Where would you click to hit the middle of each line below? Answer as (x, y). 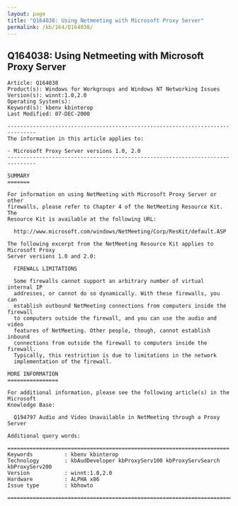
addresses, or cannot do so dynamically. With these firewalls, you (117, 294)
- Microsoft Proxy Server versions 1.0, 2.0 (74, 151)
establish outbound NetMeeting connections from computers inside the (120, 306)
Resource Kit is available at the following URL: (82, 219)
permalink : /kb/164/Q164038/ (50, 27)
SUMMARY (19, 176)
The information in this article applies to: (75, 139)
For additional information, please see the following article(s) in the (119, 393)
